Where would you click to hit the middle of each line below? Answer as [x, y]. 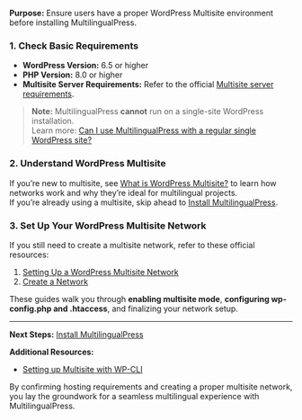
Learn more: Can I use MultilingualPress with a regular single [143, 130]
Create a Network [55, 281]
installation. [53, 121]
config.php [31, 308]
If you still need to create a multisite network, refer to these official [132, 245]
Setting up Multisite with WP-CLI [82, 369]
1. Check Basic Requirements [74, 46]
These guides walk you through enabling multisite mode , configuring [139, 299]
